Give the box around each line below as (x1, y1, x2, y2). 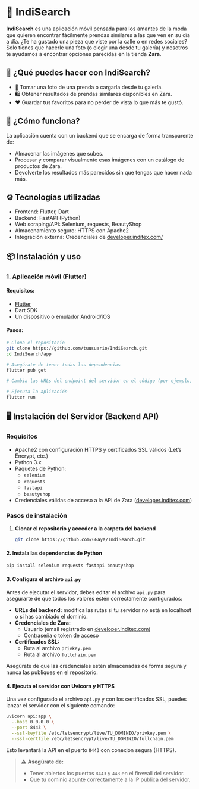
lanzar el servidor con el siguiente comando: (6, 702, 115, 709)
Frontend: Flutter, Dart (14, 208, 70, 215)
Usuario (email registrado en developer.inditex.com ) (23, 626, 151, 633)
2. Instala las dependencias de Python (6, 549, 103, 557)
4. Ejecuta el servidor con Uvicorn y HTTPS (6, 682, 115, 689)
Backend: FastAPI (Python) (14, 215, 81, 222)
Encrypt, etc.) (14, 452, 49, 459)
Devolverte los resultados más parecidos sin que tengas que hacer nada (14, 169, 192, 176)
